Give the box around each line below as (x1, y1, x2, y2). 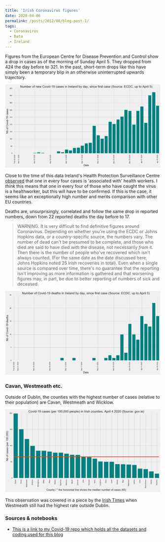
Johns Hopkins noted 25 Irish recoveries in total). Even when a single (17, 260, 158, 266)
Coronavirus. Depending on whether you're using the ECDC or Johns (17, 229, 158, 235)
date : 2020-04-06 (5, 13, 41, 18)
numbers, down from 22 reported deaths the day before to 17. (5, 214, 130, 220)
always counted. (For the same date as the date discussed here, (17, 255, 148, 261)
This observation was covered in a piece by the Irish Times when (5, 497, 137, 503)
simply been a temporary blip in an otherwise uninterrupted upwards (5, 69, 144, 75)
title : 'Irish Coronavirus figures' (5, 8, 80, 13)
